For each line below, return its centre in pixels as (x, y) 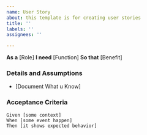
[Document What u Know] (48, 87)
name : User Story (28, 12)
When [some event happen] (39, 120)
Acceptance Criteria (37, 103)
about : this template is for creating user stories (73, 18)
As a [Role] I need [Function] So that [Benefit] (64, 57)
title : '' (19, 23)
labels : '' (20, 29)
